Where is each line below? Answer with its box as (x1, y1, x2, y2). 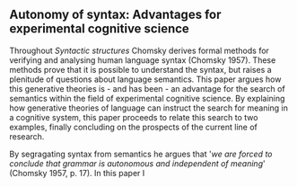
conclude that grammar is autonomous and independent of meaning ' (9, 157, 266, 169)
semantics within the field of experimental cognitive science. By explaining (9, 93, 285, 103)
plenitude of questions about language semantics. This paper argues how (9, 74, 282, 85)
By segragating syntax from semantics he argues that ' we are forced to (9, 148, 273, 159)
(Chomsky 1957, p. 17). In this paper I (9, 167, 145, 178)
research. (9, 130, 45, 142)
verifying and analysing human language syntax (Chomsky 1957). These (9, 54, 276, 66)
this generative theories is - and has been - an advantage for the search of (9, 83, 285, 93)
